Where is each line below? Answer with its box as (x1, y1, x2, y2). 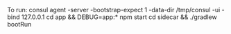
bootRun (7, 20, 32, 28)
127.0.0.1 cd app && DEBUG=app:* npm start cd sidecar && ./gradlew (21, 13, 217, 21)
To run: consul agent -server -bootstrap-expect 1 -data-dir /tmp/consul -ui (7, 6, 221, 14)
